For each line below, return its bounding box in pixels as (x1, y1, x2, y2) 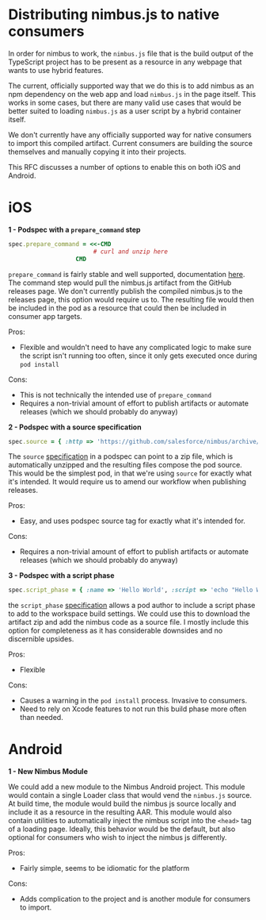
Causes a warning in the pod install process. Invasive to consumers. (19, 696, 248, 706)
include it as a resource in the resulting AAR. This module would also (8, 807, 232, 817)
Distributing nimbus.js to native (8, 6, 220, 24)
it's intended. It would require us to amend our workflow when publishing (8, 477, 247, 487)
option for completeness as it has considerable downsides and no (8, 626, 223, 636)
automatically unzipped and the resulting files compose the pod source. (8, 460, 243, 470)
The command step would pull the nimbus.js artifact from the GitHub (8, 278, 232, 287)
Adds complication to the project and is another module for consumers (19, 895, 251, 904)
